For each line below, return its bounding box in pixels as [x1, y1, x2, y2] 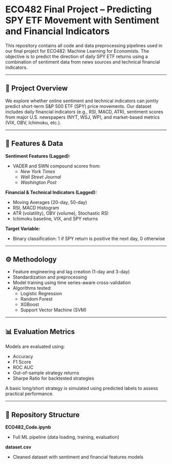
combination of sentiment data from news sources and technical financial [5, 59, 160, 65]
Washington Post [20, 179, 57, 185]
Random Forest [20, 296, 53, 302]
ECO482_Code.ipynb [5, 424, 51, 430]
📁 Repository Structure [5, 410, 80, 419]
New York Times [20, 168, 55, 174]
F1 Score [12, 359, 32, 365]
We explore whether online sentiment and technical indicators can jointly [5, 98, 159, 104]
